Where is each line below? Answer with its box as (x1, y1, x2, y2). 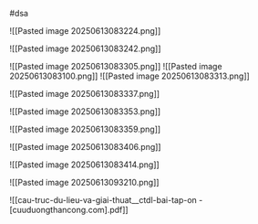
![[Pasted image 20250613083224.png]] (9, 26, 161, 36)
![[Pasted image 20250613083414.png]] (9, 159, 160, 170)
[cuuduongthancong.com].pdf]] (9, 205, 129, 215)
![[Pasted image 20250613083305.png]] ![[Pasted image (9, 61, 222, 71)
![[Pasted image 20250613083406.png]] (9, 142, 161, 152)
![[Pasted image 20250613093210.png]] (9, 177, 160, 187)
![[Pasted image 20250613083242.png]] (9, 43, 161, 54)
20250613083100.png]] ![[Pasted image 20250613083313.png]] (9, 70, 251, 81)
